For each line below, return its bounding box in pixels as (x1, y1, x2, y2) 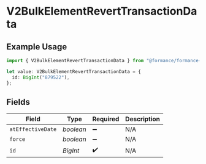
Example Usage (6, 41, 67, 52)
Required (92, 115, 120, 123)
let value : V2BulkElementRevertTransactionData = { (6, 68, 141, 74)
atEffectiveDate (9, 126, 57, 133)
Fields (6, 96, 31, 107)
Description (125, 115, 161, 123)
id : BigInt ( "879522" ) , (12, 74, 70, 80)
